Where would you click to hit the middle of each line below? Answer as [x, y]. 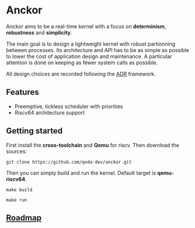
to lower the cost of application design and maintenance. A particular [89, 56]
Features [22, 92]
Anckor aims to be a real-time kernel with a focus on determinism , [86, 26]
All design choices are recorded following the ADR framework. [81, 74]
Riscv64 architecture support [50, 112]
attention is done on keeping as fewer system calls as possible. [82, 63]
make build [19, 190]
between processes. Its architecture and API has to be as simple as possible [98, 50]
